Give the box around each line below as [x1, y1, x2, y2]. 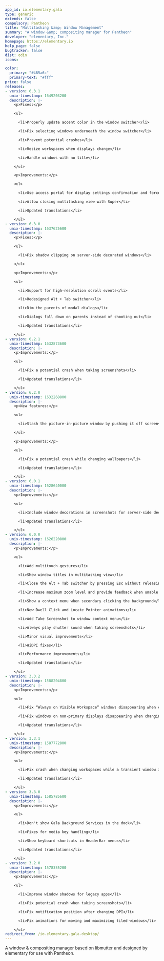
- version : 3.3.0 [5, 790, 41, 794]
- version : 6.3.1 [5, 88, 41, 93]
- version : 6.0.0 [5, 532, 41, 537]
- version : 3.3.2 [5, 674, 41, 679]
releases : [5, 84, 25, 89]
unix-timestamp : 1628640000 [9, 483, 67, 489]
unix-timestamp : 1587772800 [9, 741, 67, 746]
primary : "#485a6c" [9, 70, 49, 76]
